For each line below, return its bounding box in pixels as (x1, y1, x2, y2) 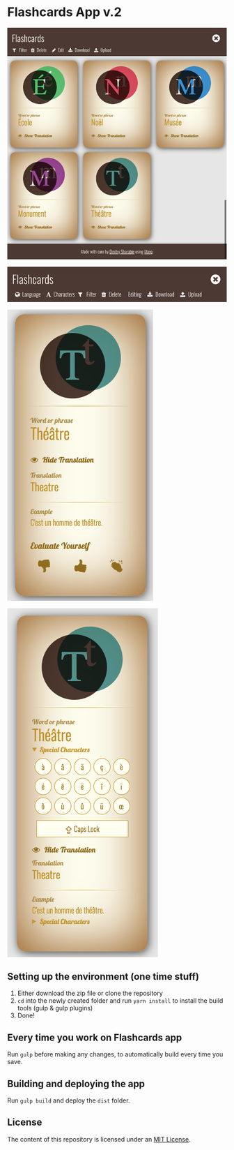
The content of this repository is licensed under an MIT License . (7, 1135, 191, 1143)
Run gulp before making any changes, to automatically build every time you (7, 1050, 224, 1059)
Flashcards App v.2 (7, 4, 122, 20)
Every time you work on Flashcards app (7, 1031, 182, 1043)
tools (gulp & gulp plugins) (17, 1004, 93, 1013)
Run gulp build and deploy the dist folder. (7, 1096, 130, 1105)
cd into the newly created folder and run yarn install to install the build (17, 996, 224, 1005)
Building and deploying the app (7, 1077, 145, 1089)
